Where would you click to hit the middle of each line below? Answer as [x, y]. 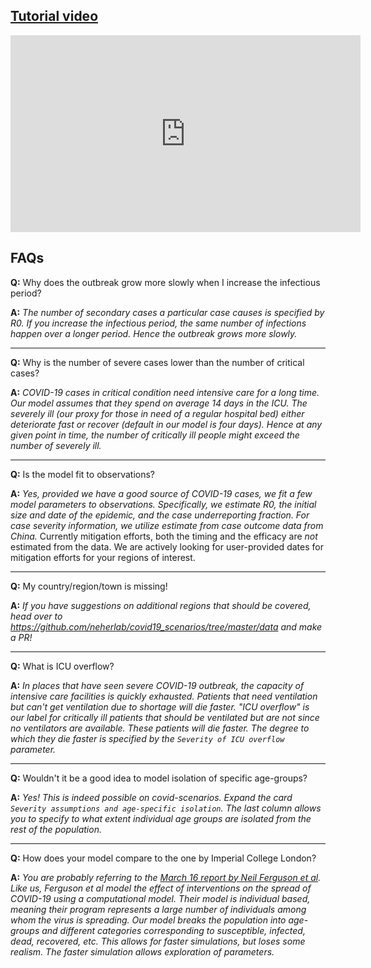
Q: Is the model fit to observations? [82, 474]
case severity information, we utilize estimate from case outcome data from [167, 525]
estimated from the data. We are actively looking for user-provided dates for [167, 546]
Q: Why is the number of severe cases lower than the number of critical [157, 362]
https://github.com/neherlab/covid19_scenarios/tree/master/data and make [166, 626]
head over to [36, 616]
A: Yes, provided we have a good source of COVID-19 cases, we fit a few [161, 493]
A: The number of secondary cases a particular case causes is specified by [167, 312]
